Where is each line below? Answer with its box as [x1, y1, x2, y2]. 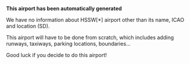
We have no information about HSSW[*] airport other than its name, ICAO [6, 16, 184, 23]
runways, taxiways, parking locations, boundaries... [6, 41, 131, 47]
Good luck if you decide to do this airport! [6, 52, 107, 58]
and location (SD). [6, 23, 50, 29]
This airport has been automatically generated [6, 5, 122, 12]
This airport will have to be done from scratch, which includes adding [6, 34, 174, 41]
